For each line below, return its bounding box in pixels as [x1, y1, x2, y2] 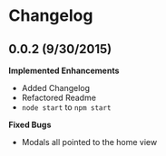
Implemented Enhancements [8, 65, 120, 76]
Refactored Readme [21, 92, 97, 103]
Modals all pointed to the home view [21, 137, 158, 147]
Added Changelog [21, 83, 91, 93]
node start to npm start [21, 102, 112, 113]
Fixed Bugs [8, 119, 52, 130]
